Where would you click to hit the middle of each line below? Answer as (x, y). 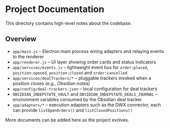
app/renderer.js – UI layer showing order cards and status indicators (84, 62)
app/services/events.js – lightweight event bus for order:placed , (80, 67)
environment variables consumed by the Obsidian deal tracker (77, 99)
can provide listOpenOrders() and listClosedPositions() (72, 110)
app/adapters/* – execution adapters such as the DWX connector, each (87, 105)
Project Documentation (55, 9)
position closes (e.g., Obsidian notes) (51, 83)
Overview (21, 39)
